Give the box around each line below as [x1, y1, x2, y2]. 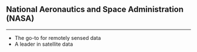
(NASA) [6, 14, 35, 24]
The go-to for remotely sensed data [14, 34, 101, 41]
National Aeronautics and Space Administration [6, 5, 184, 14]
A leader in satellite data [14, 40, 73, 47]
